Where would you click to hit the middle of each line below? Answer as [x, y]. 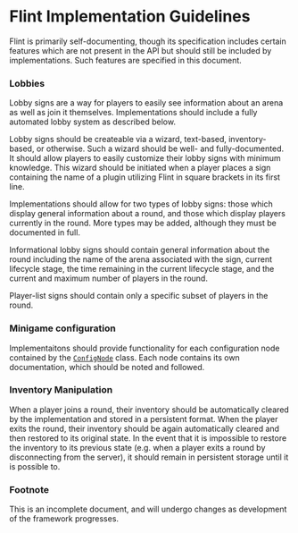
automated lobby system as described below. [93, 122]
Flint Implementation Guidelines [130, 17]
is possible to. [35, 466]
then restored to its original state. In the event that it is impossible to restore [148, 438]
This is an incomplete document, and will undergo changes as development [148, 509]
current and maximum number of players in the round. [108, 278]
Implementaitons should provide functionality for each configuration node [145, 348]
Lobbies [27, 83]
